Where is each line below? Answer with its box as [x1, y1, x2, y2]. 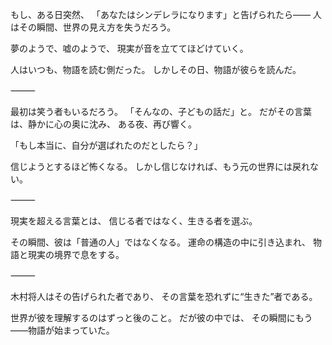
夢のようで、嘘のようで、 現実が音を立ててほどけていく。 [10, 43, 249, 54]
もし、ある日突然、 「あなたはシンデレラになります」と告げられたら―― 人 [10, 9, 322, 20]
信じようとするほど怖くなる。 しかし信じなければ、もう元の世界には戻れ [10, 161, 311, 172]
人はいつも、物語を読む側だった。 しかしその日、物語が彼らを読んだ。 [10, 64, 302, 75]
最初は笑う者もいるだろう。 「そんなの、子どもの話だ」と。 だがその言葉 [10, 106, 312, 117]
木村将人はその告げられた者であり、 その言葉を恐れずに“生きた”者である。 [10, 291, 318, 302]
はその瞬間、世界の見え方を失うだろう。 [10, 21, 177, 33]
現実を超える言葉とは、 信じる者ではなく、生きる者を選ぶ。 [10, 215, 258, 227]
